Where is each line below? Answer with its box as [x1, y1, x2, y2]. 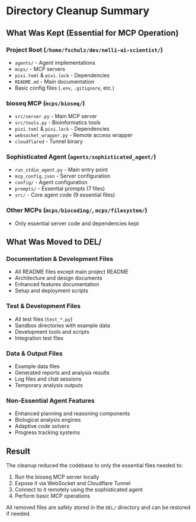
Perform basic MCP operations [14, 492, 91, 499]
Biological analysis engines [14, 416, 81, 423]
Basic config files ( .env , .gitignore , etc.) [14, 84, 114, 91]
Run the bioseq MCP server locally [14, 473, 99, 480]
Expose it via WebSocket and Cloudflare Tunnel [14, 480, 131, 487]
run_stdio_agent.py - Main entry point [14, 166, 108, 173]
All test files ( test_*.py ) [14, 315, 73, 322]
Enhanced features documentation [14, 281, 99, 288]
